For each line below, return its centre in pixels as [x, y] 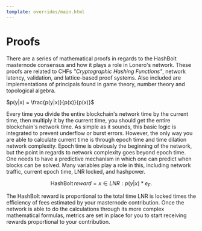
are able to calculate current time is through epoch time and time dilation [96, 139]
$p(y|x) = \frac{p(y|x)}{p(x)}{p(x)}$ [50, 102]
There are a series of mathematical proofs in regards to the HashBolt [91, 59]
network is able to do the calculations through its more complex [85, 209]
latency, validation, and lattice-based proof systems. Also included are [94, 78]
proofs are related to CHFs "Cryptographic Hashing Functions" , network [96, 71]
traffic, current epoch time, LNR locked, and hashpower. [76, 171]
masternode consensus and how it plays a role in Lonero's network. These [99, 65]
